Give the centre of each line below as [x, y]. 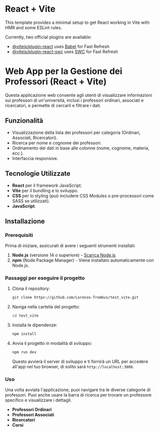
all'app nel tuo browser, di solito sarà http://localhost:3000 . [73, 366]
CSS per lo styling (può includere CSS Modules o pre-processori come [83, 196]
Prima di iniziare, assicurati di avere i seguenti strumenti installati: [71, 246]
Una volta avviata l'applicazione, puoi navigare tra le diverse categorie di [78, 390]
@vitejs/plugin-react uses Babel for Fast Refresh [61, 46]
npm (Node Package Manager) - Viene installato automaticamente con [83, 260]
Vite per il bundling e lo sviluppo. [45, 190]
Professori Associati [33, 415]
